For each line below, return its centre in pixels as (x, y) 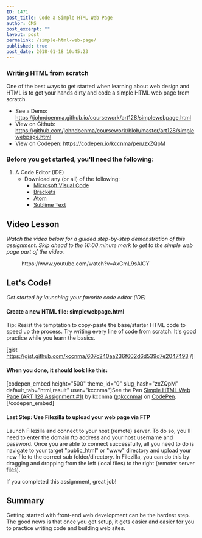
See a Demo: (31, 111)
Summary (25, 500)
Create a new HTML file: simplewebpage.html (65, 311)
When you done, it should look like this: (57, 370)
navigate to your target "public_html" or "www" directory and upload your (99, 450)
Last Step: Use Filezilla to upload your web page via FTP (78, 417)
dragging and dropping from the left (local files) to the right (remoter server (101, 463)
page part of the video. (35, 252)
